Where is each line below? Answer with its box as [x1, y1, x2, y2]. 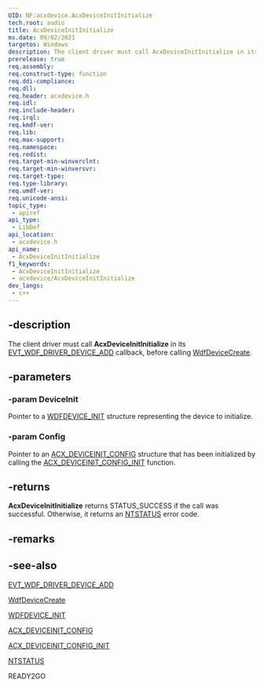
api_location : [8, 231, 55, 239]
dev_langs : [8, 282, 44, 290]
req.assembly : [8, 63, 55, 71]
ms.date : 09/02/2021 [8, 33, 76, 42]
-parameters [8, 370, 71, 384]
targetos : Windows [8, 41, 68, 49]
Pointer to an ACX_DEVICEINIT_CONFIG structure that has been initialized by [8, 449, 256, 458]
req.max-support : [8, 135, 65, 144]
